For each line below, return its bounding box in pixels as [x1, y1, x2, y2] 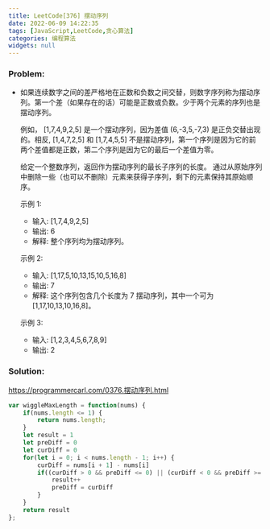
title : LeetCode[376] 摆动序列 [8, 11, 109, 20]
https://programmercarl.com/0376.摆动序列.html [8, 385, 169, 395]
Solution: [8, 366, 45, 377]
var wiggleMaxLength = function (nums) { [8, 401, 147, 409]
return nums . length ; [37, 416, 106, 424]
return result [23, 506, 70, 514]
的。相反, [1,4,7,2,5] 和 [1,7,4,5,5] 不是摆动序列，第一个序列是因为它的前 [19, 134, 256, 145]
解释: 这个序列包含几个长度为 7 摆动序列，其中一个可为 [31, 291, 214, 300]
